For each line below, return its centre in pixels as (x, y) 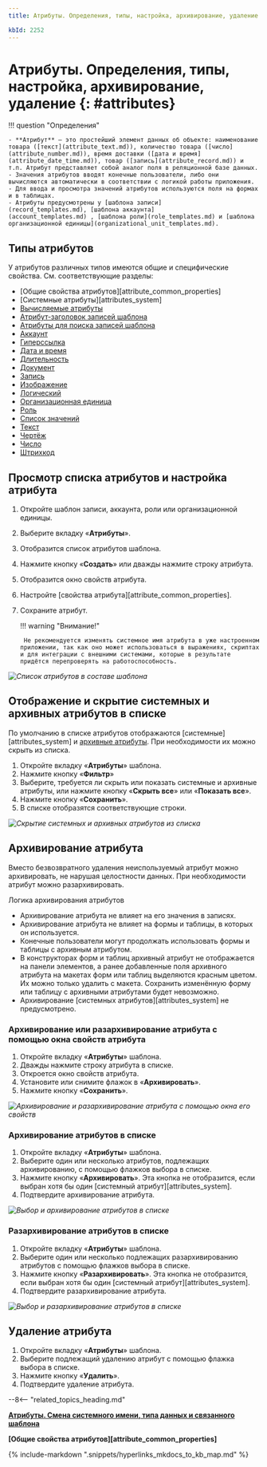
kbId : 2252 (26, 30)
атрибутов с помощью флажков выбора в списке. (105, 1265)
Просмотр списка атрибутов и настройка (118, 477)
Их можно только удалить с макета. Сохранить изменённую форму (135, 983)
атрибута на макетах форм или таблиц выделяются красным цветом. (138, 975)
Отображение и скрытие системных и (109, 702)
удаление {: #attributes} (92, 103)
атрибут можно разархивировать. (67, 884)
